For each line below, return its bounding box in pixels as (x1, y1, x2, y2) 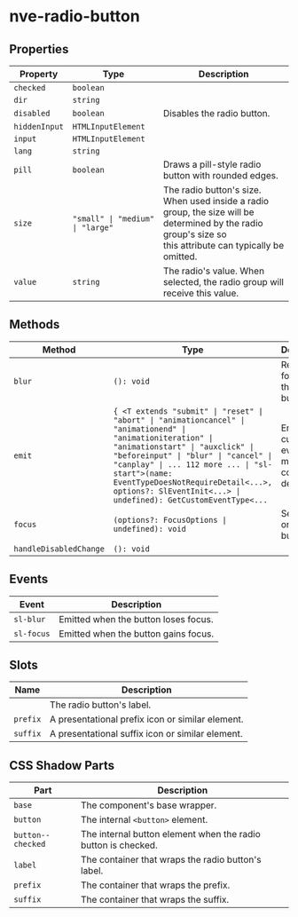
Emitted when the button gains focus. (59, 628, 215, 640)
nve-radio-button (9, 6, 140, 27)
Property (19, 68, 59, 80)
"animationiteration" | (113, 432, 214, 443)
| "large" (72, 223, 114, 233)
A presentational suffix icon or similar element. (50, 728, 243, 740)
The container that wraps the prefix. (81, 879, 231, 891)
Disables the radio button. (162, 107, 271, 119)
